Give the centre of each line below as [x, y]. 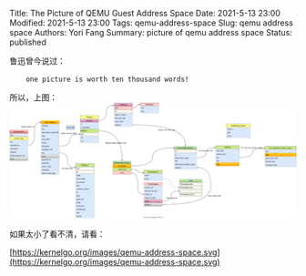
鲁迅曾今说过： [37, 61]
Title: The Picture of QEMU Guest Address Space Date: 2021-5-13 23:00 [145, 13]
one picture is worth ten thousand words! [107, 79]
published [28, 42]
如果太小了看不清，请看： [57, 234]
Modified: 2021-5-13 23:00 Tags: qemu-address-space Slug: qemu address [152, 23]
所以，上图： [33, 97]
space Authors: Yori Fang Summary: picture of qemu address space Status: [151, 32]
